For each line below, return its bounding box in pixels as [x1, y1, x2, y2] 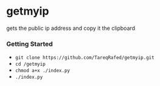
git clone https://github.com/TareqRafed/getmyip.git [15, 55, 155, 61]
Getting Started [6, 40, 53, 48]
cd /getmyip [15, 61, 46, 68]
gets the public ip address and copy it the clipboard [6, 24, 136, 32]
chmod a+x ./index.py [15, 68, 70, 74]
